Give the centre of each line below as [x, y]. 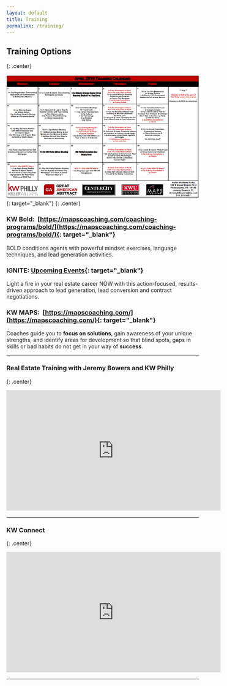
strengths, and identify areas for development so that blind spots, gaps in [99, 340]
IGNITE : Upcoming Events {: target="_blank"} [75, 270]
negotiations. [23, 297]
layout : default [27, 13]
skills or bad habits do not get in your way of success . [75, 346]
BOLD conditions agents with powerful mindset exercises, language [92, 248]
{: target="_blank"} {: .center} [43, 203]
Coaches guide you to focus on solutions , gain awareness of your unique [99, 334]
